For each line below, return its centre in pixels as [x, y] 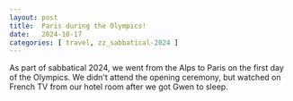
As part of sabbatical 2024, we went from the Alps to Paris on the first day [147, 68]
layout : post [34, 17]
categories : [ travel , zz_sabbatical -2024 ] [94, 42]
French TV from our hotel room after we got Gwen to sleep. [119, 87]
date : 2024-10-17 [46, 34]
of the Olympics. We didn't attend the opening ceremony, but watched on [145, 78]
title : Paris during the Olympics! [78, 26]
